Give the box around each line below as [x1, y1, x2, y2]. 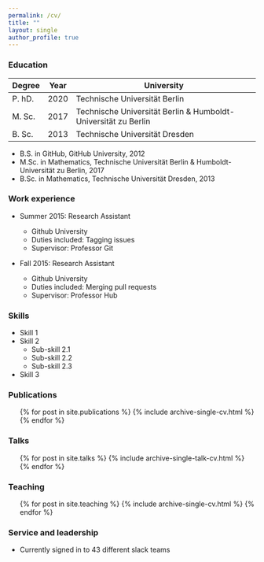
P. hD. [12, 93, 35, 104]
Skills [8, 310, 30, 321]
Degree [12, 79, 41, 91]
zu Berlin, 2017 [56, 165, 104, 175]
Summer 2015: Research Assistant [19, 211, 131, 220]
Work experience [8, 194, 75, 205]
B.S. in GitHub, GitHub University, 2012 [19, 149, 145, 158]
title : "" [8, 19, 41, 27]
